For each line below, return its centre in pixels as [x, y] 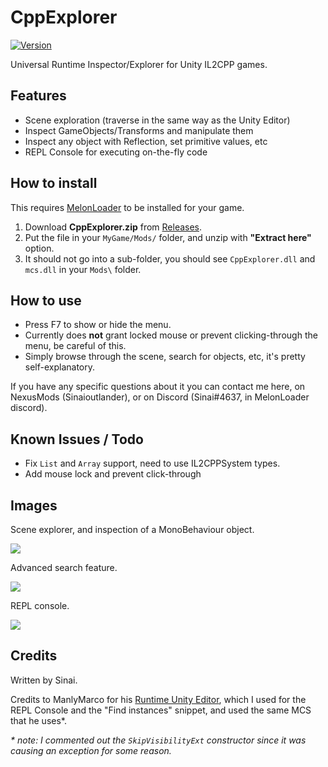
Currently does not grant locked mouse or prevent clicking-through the [171, 335]
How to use [46, 300]
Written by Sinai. [44, 680]
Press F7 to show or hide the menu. [98, 325]
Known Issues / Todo [77, 439]
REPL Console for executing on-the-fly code [116, 152]
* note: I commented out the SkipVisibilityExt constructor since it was [158, 740]
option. [39, 248]
